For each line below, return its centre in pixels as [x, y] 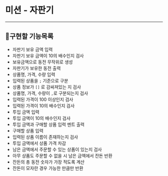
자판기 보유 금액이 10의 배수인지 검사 [48, 55]
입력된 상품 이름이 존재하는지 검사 [45, 137]
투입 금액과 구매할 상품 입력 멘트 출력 [48, 124]
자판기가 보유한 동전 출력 [36, 68]
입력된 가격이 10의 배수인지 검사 [43, 105]
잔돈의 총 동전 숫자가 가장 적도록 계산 [48, 162]
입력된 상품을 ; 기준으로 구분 [40, 80]
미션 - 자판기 [29, 10]
